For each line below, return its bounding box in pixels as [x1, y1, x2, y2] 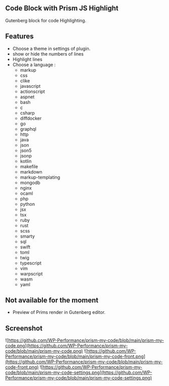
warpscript [20, 270, 43, 277]
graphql [20, 126, 37, 132]
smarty [20, 233, 35, 239]
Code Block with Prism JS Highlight [5, 4, 119, 13]
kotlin [20, 158, 32, 164]
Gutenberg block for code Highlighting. [5, 17, 87, 23]
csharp [20, 109, 35, 116]
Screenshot [5, 324, 43, 333]
